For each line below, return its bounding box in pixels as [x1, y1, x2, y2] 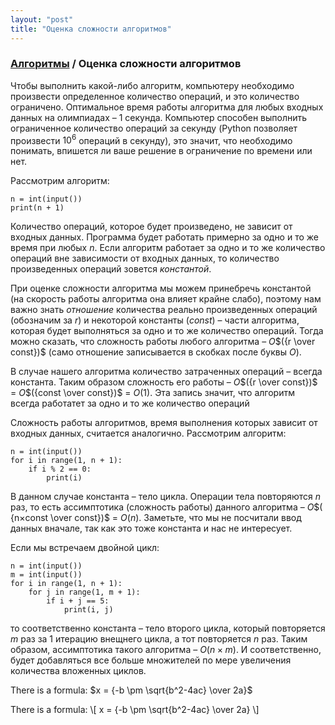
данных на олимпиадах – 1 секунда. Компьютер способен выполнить [10, 111, 308, 123]
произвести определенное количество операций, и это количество [10, 90, 300, 102]
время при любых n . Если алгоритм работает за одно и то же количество [10, 242, 326, 254]
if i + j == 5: [46, 596, 110, 606]
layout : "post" [10, 14, 74, 25]
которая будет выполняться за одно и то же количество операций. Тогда [10, 325, 324, 337]
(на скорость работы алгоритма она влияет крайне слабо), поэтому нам [10, 293, 322, 305]
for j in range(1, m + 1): [28, 587, 141, 598]
